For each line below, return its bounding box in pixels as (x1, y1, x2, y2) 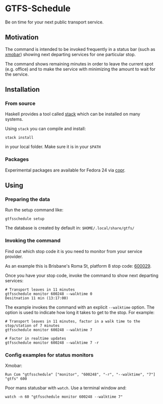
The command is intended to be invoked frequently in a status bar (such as (5, 46, 156, 52)
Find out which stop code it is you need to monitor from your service (5, 248, 143, 254)
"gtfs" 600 (5, 377, 27, 382)
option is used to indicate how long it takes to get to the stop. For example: (5, 309, 155, 315)
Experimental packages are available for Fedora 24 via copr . (5, 167, 126, 173)
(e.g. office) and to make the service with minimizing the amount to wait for (5, 66, 156, 72)
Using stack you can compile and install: (5, 126, 86, 132)
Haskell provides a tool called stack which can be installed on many (5, 111, 141, 117)
